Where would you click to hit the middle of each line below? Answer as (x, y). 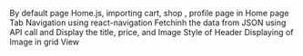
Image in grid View (45, 42)
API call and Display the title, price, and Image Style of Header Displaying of (151, 32)
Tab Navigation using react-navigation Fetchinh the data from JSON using (148, 23)
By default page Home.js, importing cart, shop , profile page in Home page (149, 13)
